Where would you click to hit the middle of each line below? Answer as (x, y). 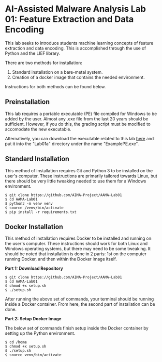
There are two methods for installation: (44, 63)
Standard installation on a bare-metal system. (57, 72)
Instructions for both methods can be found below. (56, 86)
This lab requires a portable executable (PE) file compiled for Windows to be (81, 114)
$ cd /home (16, 342)
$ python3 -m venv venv (29, 203)
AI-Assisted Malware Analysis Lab (75, 9)
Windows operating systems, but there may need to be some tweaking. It (78, 249)
